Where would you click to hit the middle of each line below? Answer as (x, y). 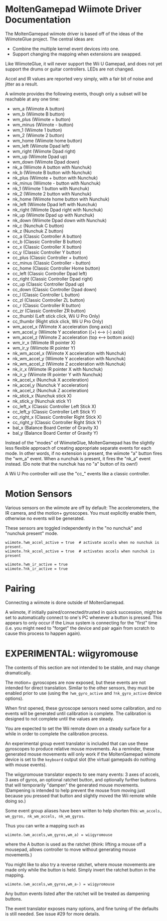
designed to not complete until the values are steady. (60, 718)
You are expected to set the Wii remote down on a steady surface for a (78, 728)
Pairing (20, 589)
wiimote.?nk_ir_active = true (37, 569)
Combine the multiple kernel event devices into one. (66, 49)
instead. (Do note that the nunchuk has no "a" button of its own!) (72, 464)
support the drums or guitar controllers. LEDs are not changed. (70, 69)
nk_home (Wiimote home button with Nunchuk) (61, 199)
